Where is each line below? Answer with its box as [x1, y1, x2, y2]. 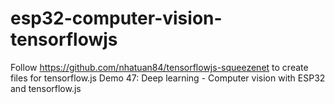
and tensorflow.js [10, 82, 82, 94]
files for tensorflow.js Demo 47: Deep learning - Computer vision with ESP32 [10, 72, 326, 84]
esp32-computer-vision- [10, 7, 223, 30]
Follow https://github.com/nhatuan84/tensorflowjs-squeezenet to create [10, 61, 309, 73]
